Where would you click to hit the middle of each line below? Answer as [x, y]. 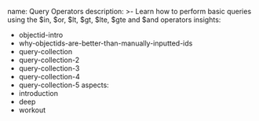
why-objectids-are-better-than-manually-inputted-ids [106, 43]
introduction [38, 93]
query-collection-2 [49, 60]
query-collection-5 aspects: [64, 85]
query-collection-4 [49, 77]
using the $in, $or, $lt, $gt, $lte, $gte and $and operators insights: [114, 20]
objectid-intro [41, 35]
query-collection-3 [49, 68]
